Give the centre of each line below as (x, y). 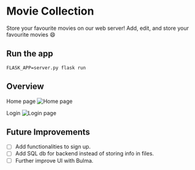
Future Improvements (48, 132)
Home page (21, 101)
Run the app (30, 54)
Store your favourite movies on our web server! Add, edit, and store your (98, 28)
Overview (25, 87)
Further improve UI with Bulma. (54, 160)
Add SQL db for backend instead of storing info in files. (84, 154)
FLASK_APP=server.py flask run (46, 68)
